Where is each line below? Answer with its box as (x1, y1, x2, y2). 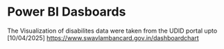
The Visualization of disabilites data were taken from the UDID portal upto (7, 27, 218, 35)
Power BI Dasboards (7, 4, 126, 20)
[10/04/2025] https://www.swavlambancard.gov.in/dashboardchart (7, 33, 199, 42)
